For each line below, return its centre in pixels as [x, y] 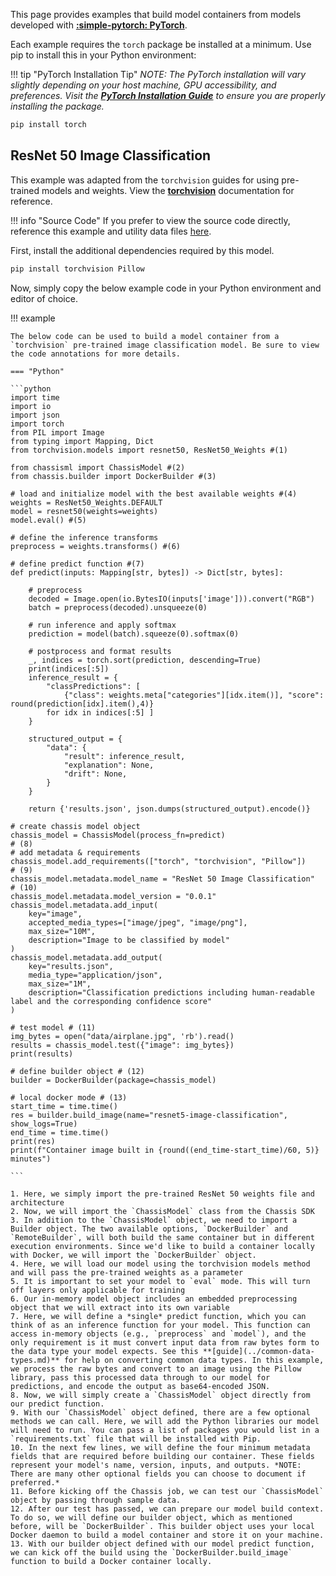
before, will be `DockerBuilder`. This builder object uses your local [162, 1526]
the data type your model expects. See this [104, 1351]
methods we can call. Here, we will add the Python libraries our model [165, 1421]
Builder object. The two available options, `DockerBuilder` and [149, 1229]
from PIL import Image [57, 432]
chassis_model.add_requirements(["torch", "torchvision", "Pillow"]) [158, 861]
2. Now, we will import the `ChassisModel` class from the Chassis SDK [162, 1211]
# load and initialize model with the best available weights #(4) [154, 494]
